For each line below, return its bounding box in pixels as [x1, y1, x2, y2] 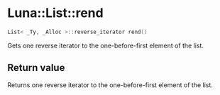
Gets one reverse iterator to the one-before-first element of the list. [7, 41, 204, 50]
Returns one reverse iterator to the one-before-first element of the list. [7, 80, 213, 89]
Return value [7, 62, 65, 74]
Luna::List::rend [7, 5, 104, 21]
